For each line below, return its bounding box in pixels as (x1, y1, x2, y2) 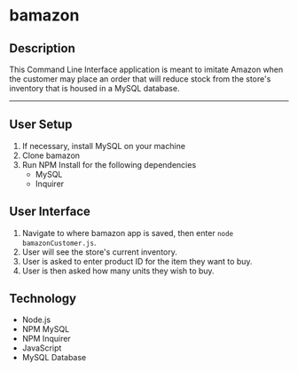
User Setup (9, 117, 73, 132)
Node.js (21, 314, 51, 325)
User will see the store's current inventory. (21, 246, 177, 257)
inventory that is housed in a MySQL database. (9, 83, 180, 93)
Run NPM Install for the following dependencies (21, 159, 197, 170)
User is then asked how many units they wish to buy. (21, 265, 215, 276)
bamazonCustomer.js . (21, 237, 97, 248)
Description (9, 41, 75, 56)
